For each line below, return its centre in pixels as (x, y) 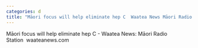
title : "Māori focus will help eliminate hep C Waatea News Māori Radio (99, 17)
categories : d (24, 11)
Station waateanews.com (38, 40)
